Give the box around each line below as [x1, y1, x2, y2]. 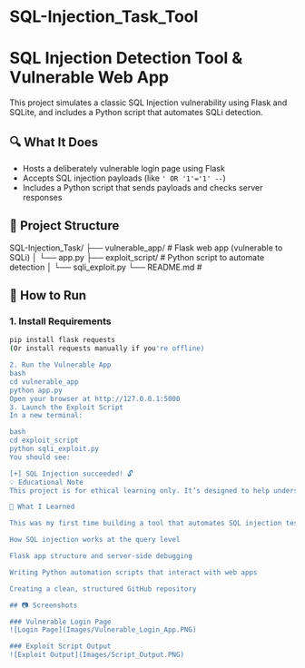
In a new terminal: [9, 411, 84, 420]
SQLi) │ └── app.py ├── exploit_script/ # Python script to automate [9, 251, 265, 262]
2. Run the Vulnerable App [9, 360, 112, 369]
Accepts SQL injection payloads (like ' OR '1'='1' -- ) [22, 172, 227, 183]
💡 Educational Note [9, 477, 84, 486]
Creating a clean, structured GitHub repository [9, 584, 197, 594]
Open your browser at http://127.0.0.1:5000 [9, 394, 181, 403]
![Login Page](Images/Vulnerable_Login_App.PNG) [9, 625, 197, 634]
